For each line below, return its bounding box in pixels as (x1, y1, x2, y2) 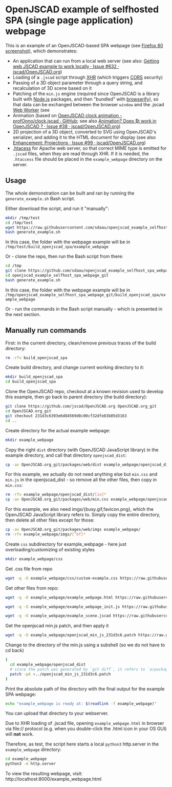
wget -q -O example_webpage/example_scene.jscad (5, 613, 111, 619)
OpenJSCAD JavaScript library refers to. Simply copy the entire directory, (5, 512, 161, 518)
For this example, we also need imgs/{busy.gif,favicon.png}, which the (5, 506, 154, 512)
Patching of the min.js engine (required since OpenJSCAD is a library (12, 90, 160, 97)
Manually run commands (5, 326, 87, 335)
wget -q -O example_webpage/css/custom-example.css (5, 575, 118, 581)
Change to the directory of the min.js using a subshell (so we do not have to (5, 642, 165, 648)
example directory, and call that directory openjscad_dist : (5, 452, 127, 458)
